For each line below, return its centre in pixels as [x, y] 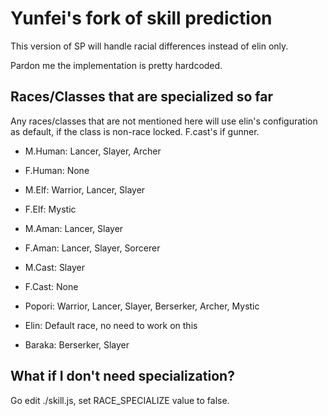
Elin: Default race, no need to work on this [111, 325]
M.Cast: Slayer [54, 267]
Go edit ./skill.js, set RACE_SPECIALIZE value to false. [120, 400]
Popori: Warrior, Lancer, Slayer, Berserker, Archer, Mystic [142, 306]
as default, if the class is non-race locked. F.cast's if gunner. [135, 131]
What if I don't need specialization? [122, 376]
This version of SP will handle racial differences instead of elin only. [149, 46]
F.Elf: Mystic [50, 209]
